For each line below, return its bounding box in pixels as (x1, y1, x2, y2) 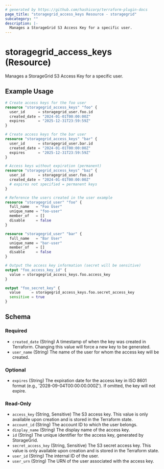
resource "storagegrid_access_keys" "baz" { (5, 168, 97, 173)
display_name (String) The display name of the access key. (12, 427, 130, 433)
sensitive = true (9, 295, 45, 299)
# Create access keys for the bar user (5, 132, 87, 137)
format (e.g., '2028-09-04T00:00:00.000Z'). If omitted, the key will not (12, 383, 156, 389)
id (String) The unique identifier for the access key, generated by (12, 432, 144, 438)
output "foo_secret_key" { (5, 285, 60, 291)
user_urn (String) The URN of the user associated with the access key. (12, 458, 154, 464)
